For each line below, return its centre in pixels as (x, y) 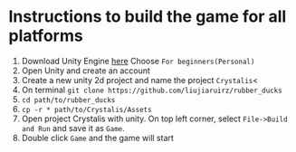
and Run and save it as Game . (73, 128)
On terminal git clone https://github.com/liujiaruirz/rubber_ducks (152, 90)
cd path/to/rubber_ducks (68, 100)
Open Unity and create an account (86, 71)
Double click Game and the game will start (97, 138)
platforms (46, 36)
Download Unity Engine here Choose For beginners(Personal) (138, 61)
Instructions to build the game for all (148, 17)
